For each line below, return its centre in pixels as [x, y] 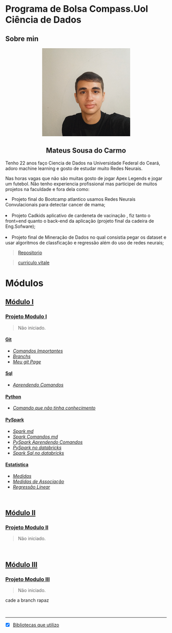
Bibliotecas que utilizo [36, 625]
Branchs [21, 356]
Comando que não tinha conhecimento [54, 408]
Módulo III [21, 565]
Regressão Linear [31, 487]
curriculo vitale [34, 262]
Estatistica [17, 465]
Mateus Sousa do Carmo [86, 151]
